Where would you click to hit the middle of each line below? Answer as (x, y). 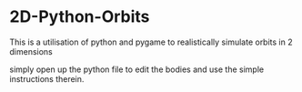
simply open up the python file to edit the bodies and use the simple (137, 69)
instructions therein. (47, 78)
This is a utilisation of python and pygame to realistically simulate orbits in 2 (151, 42)
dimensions (31, 51)
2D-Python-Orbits (80, 17)
